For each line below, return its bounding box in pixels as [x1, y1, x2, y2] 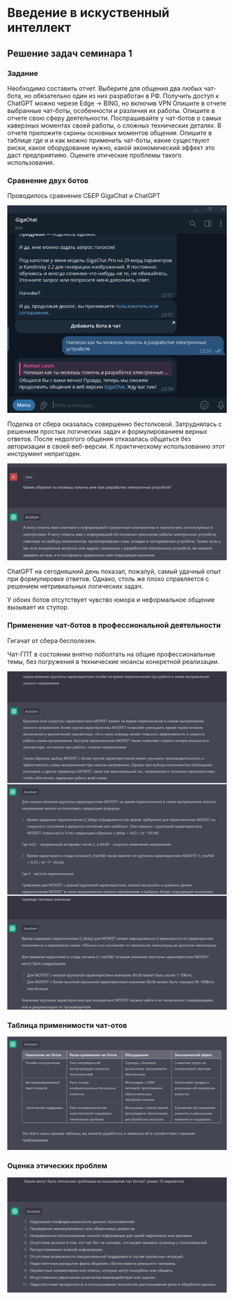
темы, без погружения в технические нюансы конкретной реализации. [7, 657, 219, 665]
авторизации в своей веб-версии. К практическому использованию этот [7, 442, 225, 451]
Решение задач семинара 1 [7, 47, 132, 59]
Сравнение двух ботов [7, 176, 89, 186]
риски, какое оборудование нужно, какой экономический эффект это [7, 143, 215, 151]
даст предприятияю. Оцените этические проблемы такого [7, 151, 182, 159]
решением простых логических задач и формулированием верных [7, 428, 208, 436]
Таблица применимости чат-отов [7, 1020, 127, 1030]
